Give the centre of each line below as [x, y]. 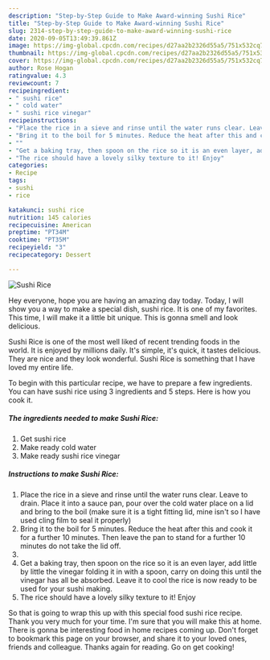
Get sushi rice [43, 439]
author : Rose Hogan [41, 68]
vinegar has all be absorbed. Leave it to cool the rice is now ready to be [138, 580]
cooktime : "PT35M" [39, 240]
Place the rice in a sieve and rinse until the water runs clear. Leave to [134, 494]
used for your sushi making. [66, 588]
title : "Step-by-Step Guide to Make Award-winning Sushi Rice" [117, 23]
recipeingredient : [39, 91]
